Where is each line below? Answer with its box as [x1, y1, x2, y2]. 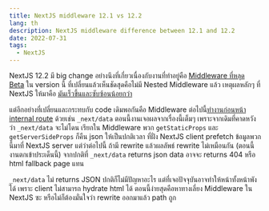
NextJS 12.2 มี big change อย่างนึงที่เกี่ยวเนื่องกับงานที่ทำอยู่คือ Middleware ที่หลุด [9, 71, 245, 80]
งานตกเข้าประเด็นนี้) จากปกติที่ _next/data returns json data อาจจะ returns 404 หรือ [9, 149, 255, 159]
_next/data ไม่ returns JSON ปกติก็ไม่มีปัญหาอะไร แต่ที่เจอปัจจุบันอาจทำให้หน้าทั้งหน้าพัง [9, 175, 257, 184]
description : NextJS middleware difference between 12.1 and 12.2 [9, 26, 235, 34]
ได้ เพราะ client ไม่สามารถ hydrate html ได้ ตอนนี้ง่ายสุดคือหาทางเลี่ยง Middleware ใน [9, 184, 253, 193]
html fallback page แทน [9, 159, 85, 168]
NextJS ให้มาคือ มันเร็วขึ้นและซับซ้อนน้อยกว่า [9, 89, 133, 98]
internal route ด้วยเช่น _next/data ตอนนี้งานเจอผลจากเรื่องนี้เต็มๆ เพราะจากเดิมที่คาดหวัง [9, 113, 257, 123]
